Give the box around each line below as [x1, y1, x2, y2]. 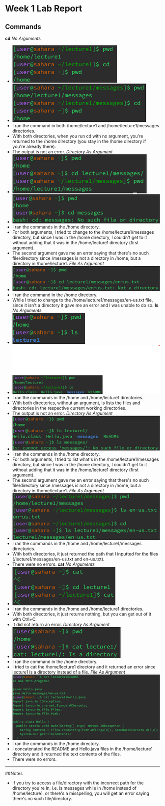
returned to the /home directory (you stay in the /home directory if [12, 139, 146, 144]
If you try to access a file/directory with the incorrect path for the [12, 779, 144, 786]
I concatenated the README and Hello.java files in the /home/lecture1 [12, 746, 153, 751]
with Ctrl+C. [12, 616, 37, 622]
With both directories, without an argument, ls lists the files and [12, 400, 140, 406]
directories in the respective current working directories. [12, 405, 127, 411]
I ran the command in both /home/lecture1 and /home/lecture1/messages [12, 123, 160, 128]
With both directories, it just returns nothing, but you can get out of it [12, 611, 151, 617]
